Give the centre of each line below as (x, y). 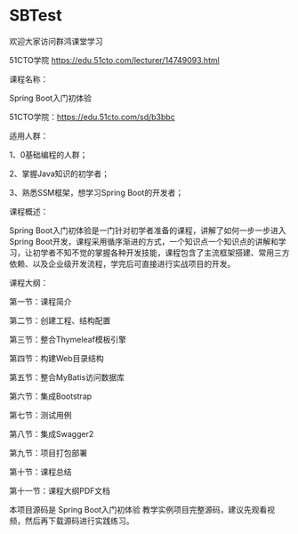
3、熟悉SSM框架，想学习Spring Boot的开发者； (97, 192)
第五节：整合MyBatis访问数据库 (67, 377)
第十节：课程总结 (40, 472)
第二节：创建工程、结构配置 (60, 320)
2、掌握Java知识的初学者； (59, 174)
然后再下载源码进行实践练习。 (79, 521)
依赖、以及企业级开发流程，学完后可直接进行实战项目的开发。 (122, 263)
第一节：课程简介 (40, 301)
